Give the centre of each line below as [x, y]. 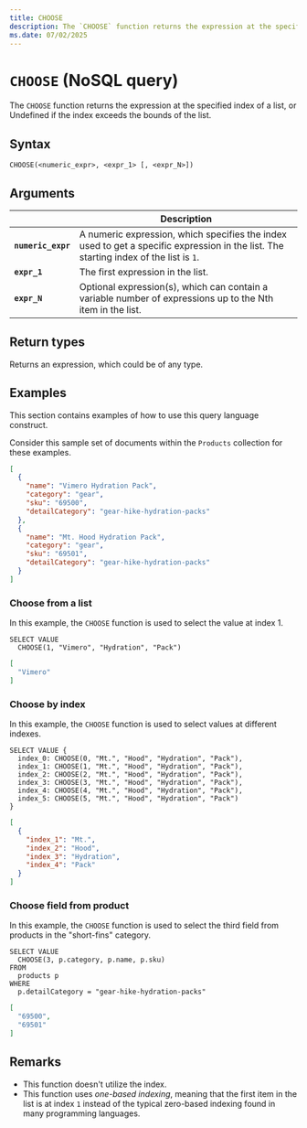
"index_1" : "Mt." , [61, 839]
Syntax [30, 144]
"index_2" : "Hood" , [63, 848]
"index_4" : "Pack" [61, 865]
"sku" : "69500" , [57, 503]
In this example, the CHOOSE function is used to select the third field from [144, 926]
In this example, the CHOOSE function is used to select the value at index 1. [147, 623]
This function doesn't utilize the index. [95, 1084]
